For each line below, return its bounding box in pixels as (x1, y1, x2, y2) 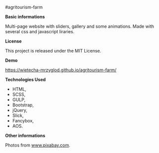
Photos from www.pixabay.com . (5, 142, 70, 148)
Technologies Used (5, 77, 46, 82)
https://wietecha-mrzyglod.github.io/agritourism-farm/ (5, 67, 116, 73)
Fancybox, (12, 118, 34, 123)
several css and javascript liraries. (5, 29, 75, 34)
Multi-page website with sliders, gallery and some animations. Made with (5, 23, 155, 29)
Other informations (5, 133, 46, 138)
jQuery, (12, 107, 28, 113)
